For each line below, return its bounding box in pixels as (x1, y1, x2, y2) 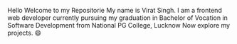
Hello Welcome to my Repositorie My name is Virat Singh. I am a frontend (7, 6, 222, 14)
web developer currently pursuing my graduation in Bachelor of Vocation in (7, 13, 228, 22)
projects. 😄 (7, 28, 41, 37)
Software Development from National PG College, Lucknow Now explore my (7, 21, 230, 29)
